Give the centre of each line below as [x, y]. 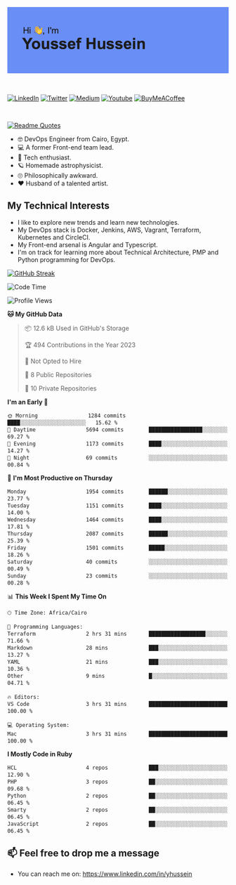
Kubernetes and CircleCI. [54, 237]
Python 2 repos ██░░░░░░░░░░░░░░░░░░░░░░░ [118, 796]
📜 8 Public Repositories [58, 375]
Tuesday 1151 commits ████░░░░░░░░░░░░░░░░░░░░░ [118, 506]
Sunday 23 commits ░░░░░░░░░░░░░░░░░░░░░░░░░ [118, 576]
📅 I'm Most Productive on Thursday [60, 478]
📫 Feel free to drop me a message [84, 853]
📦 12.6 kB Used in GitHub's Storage [77, 328]
